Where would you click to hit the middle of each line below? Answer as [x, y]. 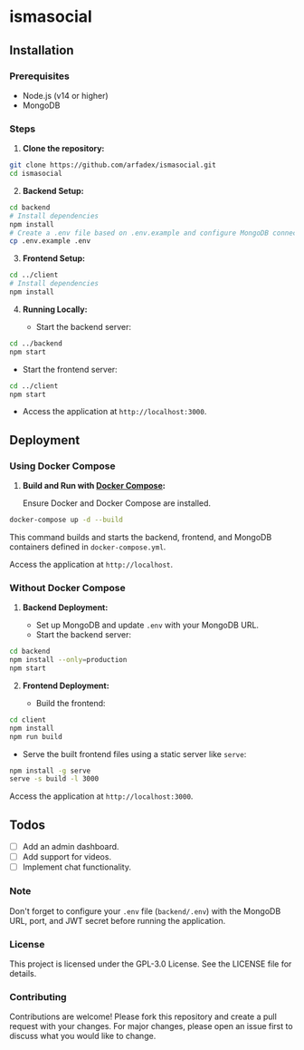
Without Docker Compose [67, 588]
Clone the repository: [63, 149]
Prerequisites [39, 76]
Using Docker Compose [62, 466]
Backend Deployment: [65, 608]
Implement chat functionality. [76, 867]
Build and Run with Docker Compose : [94, 486]
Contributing [38, 997]
